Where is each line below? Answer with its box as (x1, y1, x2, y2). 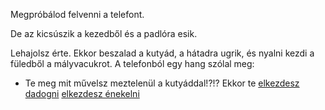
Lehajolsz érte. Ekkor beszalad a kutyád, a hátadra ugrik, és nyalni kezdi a (10, 47, 315, 59)
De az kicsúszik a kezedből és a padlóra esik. (10, 28, 198, 39)
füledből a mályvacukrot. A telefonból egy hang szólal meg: (10, 58, 255, 69)
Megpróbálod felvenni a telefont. (10, 9, 145, 20)
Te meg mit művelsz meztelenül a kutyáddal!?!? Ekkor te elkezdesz (24, 77, 300, 89)
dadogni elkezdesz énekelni (24, 88, 140, 99)
